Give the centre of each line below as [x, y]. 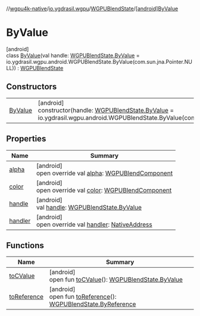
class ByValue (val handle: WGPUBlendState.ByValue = [73, 55]
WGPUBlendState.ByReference [93, 304]
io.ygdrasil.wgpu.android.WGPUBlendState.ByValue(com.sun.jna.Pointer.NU [99, 61]
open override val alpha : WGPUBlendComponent [104, 173]
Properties [26, 139]
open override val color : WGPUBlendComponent [104, 190]
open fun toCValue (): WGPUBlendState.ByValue [116, 280]
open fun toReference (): [83, 297]
